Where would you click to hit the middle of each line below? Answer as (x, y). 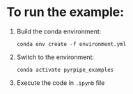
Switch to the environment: (55, 57)
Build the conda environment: (59, 31)
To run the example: (65, 12)
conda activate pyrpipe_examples (65, 70)
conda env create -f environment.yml (71, 44)
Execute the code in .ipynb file (61, 83)
